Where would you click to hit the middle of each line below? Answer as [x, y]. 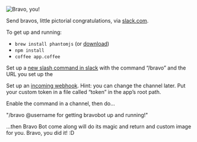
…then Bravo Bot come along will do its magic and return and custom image [99, 127]
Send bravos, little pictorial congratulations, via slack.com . [77, 20]
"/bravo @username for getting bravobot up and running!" [77, 115]
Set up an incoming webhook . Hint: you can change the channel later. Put [96, 86]
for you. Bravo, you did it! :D [40, 133]
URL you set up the [30, 74]
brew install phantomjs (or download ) [62, 44]
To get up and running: [34, 32]
